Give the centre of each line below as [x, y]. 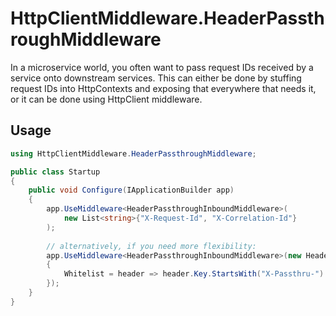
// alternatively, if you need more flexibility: [151, 246]
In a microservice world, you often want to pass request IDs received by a [162, 67]
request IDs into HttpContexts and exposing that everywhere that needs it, [163, 88]
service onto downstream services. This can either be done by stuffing [156, 78]
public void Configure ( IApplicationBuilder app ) [131, 190]
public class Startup [55, 172]
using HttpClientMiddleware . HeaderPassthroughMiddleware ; [133, 153]
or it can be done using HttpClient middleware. [106, 99]
